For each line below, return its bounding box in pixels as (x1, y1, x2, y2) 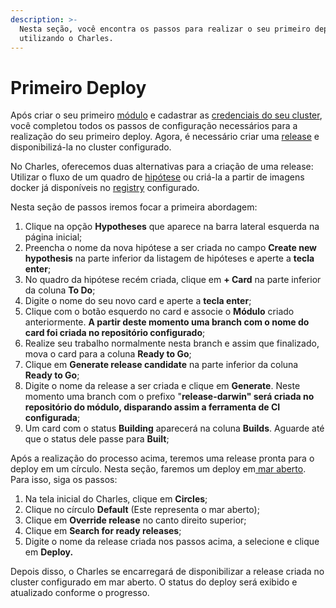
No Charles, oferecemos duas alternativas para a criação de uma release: (10, 161, 314, 173)
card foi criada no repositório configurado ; (24, 327, 206, 339)
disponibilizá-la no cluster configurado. (10, 141, 172, 153)
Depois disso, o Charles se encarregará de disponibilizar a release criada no (10, 566, 325, 578)
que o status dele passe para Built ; (24, 433, 170, 445)
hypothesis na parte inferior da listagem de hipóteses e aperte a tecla (24, 252, 315, 265)
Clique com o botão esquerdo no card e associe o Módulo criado (24, 306, 295, 318)
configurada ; (24, 412, 81, 424)
